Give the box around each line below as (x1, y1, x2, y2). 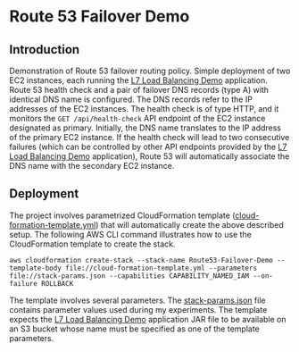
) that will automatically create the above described (95, 219, 284, 230)
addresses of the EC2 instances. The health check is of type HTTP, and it (9, 104, 279, 113)
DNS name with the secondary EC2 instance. (9, 161, 175, 171)
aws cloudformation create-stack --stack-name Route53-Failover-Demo (9, 256, 274, 264)
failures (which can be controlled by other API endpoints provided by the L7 (9, 141, 287, 152)
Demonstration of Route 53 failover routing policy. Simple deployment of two (9, 65, 291, 76)
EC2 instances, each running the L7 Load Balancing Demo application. (9, 75, 268, 86)
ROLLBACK (41, 279, 74, 288)
